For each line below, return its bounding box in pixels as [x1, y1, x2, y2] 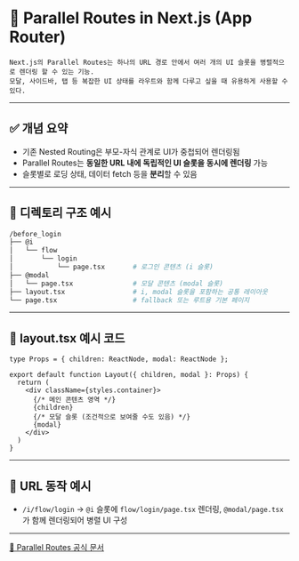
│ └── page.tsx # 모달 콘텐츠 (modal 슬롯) [9, 279, 224, 288]
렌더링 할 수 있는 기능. [19, 67, 95, 76]
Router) [9, 27, 67, 47]
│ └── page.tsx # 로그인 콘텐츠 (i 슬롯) [9, 262, 214, 272]
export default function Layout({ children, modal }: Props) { [9, 371, 249, 380]
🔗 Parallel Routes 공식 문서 [9, 542, 105, 553]
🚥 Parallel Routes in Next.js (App [9, 8, 253, 28]
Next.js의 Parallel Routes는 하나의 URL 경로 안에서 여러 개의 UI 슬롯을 [9, 58, 256, 67]
